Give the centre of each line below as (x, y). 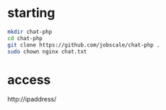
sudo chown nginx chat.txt (47, 51)
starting (31, 13)
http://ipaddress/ (32, 99)
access (29, 80)
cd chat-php (25, 38)
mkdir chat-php (30, 32)
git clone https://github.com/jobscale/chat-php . (84, 45)
